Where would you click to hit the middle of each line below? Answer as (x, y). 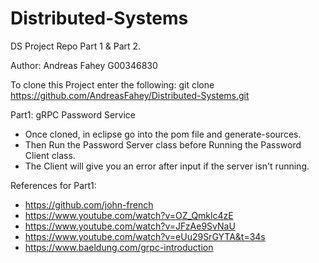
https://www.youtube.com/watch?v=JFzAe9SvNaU (130, 226)
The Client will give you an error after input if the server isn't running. (167, 166)
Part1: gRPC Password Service (73, 114)
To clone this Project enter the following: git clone (112, 84)
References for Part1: (53, 185)
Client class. (50, 155)
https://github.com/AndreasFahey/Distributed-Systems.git (130, 95)
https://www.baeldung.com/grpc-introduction (119, 247)
